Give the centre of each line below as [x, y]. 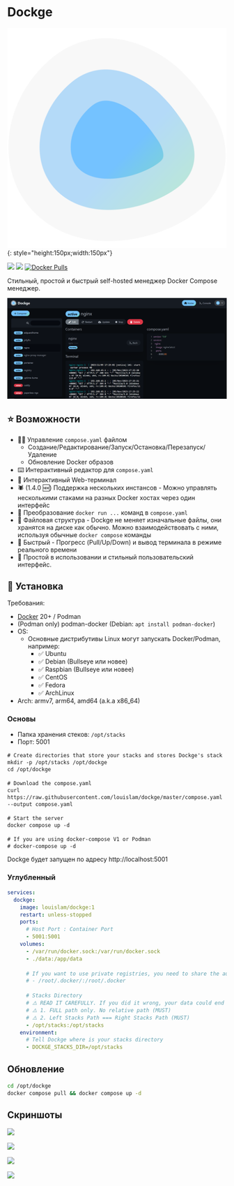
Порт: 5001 [33, 742]
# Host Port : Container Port [69, 930]
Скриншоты [35, 1115]
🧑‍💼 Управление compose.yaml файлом [72, 439]
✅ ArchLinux [56, 693]
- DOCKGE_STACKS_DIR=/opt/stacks [74, 1047]
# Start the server [36, 818]
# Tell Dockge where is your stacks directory [94, 1040]
